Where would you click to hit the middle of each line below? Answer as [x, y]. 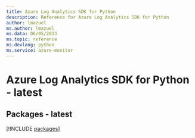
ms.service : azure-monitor [40, 51]
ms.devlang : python [30, 45]
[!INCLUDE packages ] [33, 128]
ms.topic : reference [32, 39]
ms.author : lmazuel [30, 28]
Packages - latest [39, 115]
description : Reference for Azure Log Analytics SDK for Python [88, 17]
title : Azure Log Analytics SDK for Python [61, 12]
